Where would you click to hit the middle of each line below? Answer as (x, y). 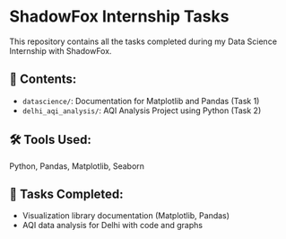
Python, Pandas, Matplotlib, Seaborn (77, 166)
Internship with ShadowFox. (61, 50)
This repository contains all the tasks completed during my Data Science (143, 41)
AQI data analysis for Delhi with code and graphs (113, 226)
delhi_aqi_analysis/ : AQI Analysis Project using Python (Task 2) (142, 111)
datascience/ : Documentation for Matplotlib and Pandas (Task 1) (141, 101)
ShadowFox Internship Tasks (119, 17)
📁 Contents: (43, 80)
